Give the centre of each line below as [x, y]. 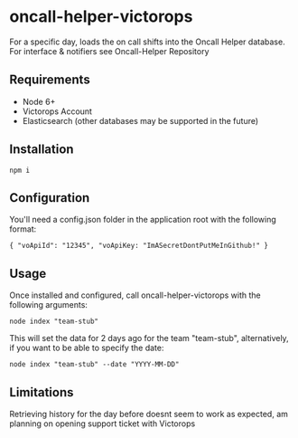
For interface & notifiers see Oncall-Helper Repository [109, 51]
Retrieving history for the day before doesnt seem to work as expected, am [149, 414]
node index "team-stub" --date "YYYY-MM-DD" [94, 365]
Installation [42, 150]
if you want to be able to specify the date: [87, 348]
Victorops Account [57, 111]
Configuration [50, 198]
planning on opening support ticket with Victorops [102, 424]
